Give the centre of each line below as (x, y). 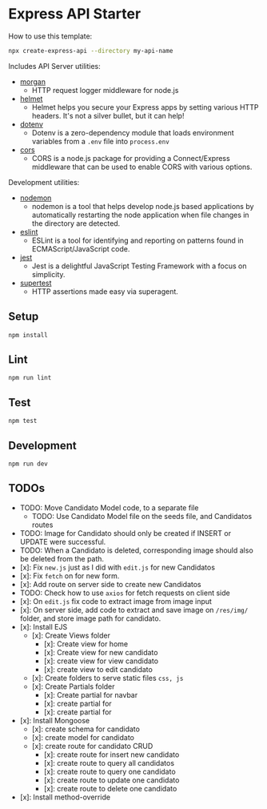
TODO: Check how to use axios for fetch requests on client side (125, 593)
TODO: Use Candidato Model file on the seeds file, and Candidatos (142, 516)
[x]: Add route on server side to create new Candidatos (110, 584)
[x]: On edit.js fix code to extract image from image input (116, 601)
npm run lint (30, 378)
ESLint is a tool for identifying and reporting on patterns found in (137, 240)
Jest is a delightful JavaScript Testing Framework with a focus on (139, 266)
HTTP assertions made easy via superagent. (105, 291)
